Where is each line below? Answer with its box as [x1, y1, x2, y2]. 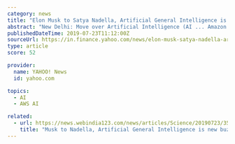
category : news [7, 10, 52, 17]
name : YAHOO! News [13, 68, 68, 75]
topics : [7, 87, 30, 94]
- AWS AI [13, 101, 39, 108]
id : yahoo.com [13, 75, 55, 82]
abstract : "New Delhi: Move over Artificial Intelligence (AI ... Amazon [7, 23, 227, 30]
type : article [7, 43, 49, 50]
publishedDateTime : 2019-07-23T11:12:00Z [7, 29, 130, 37]
